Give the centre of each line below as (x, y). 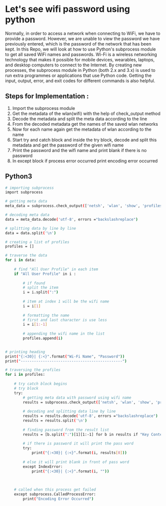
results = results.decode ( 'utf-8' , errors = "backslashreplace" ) (90, 416)
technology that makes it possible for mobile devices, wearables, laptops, (80, 59)
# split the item (41, 288)
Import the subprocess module (43, 108)
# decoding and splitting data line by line (69, 411)
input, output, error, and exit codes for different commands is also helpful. (80, 81)
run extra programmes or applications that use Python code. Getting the (78, 75)
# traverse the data (26, 255)
